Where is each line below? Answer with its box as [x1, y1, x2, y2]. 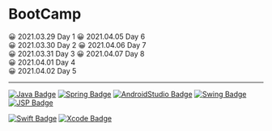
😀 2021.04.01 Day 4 [8, 57, 75, 67]
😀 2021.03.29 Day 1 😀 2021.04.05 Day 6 [8, 32, 146, 41]
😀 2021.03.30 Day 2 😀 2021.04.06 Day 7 [8, 40, 147, 49]
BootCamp [8, 5, 82, 23]
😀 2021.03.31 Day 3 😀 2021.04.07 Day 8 [8, 49, 145, 58]
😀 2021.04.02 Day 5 [8, 65, 77, 75]
